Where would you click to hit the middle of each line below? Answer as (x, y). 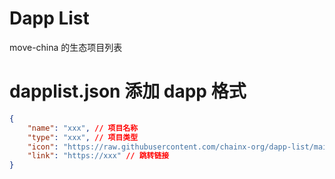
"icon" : (43, 147)
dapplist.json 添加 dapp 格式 (128, 91)
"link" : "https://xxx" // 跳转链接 (98, 156)
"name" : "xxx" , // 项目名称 (83, 128)
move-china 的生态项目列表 (66, 47)
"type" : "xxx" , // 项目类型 (83, 137)
